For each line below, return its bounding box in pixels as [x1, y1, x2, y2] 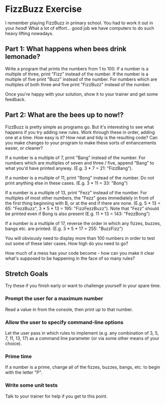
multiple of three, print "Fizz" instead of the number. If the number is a [5, 71, 149, 77]
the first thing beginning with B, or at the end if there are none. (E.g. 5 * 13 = [5, 200, 161, 206]
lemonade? [5, 53, 41, 61]
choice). [5, 341, 22, 346]
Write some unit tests [5, 382, 58, 389]
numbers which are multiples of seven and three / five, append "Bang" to [5, 160, 155, 166]
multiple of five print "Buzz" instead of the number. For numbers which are [5, 76, 158, 82]
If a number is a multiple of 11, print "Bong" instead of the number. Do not [5, 174, 155, 180]
